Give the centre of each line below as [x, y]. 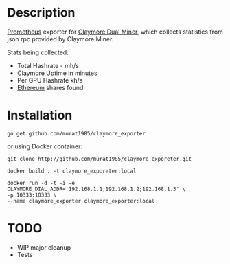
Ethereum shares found [50, 87]
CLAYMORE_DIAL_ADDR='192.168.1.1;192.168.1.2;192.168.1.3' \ [96, 189]
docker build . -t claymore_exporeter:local [72, 171]
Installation [40, 115]
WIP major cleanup [44, 247]
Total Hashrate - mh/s [48, 65]
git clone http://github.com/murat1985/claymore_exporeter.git [100, 159]
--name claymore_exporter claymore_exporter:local [81, 201]
